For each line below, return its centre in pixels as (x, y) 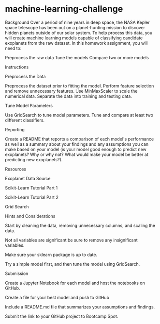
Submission (17, 273)
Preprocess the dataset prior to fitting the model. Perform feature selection (80, 85)
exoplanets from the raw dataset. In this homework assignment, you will (77, 43)
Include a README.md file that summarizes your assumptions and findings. (80, 307)
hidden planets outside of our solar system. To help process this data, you (79, 33)
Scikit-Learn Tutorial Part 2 (32, 197)
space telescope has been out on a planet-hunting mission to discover (75, 27)
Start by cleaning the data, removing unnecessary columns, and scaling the (80, 225)
